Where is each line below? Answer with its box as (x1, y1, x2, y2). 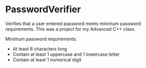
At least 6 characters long (12, 46, 67, 52)
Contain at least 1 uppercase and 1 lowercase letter (12, 51, 120, 57)
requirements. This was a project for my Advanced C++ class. (5, 26, 136, 32)
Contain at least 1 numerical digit (12, 56, 82, 62)
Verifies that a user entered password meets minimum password (5, 20, 141, 27)
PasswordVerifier (5, 4, 81, 15)
